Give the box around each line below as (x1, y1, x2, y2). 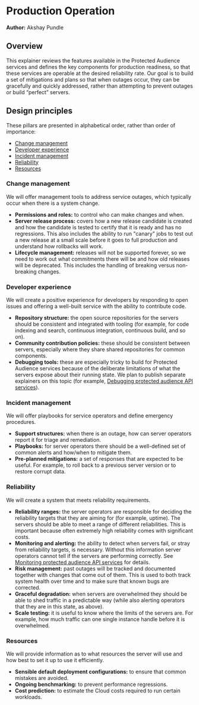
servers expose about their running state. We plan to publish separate (14, 371, 186, 379)
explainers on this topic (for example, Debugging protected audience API (14, 378, 193, 385)
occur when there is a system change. (6, 199, 100, 207)
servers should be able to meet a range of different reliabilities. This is (14, 520, 186, 528)
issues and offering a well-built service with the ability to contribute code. (6, 302, 187, 310)
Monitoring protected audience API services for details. (14, 559, 150, 566)
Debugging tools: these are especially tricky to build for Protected (14, 358, 178, 366)
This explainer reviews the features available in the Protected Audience (6, 57, 180, 64)
